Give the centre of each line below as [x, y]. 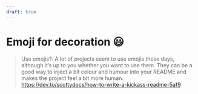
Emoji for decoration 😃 [65, 42]
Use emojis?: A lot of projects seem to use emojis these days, [97, 59]
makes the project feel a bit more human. [72, 78]
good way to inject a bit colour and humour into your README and [104, 72]
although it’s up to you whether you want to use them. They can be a [107, 65]
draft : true [21, 12]
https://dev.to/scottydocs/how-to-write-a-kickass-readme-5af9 [101, 84]
